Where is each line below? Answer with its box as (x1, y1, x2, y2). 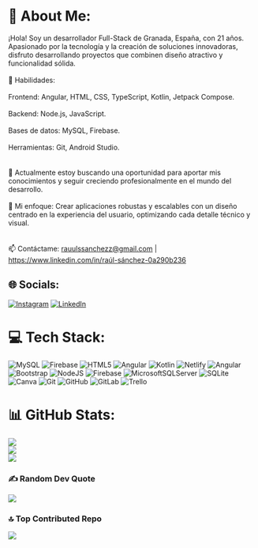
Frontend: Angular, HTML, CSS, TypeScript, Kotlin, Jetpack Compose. (8, 92, 235, 101)
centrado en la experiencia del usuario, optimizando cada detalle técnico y (8, 210, 251, 219)
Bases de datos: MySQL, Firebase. (8, 126, 121, 135)
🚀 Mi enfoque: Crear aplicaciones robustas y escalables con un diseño (8, 201, 237, 210)
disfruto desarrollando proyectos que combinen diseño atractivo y (8, 50, 223, 59)
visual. (8, 217, 30, 228)
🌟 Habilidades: (8, 75, 55, 85)
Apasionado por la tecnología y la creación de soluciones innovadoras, (8, 41, 238, 51)
